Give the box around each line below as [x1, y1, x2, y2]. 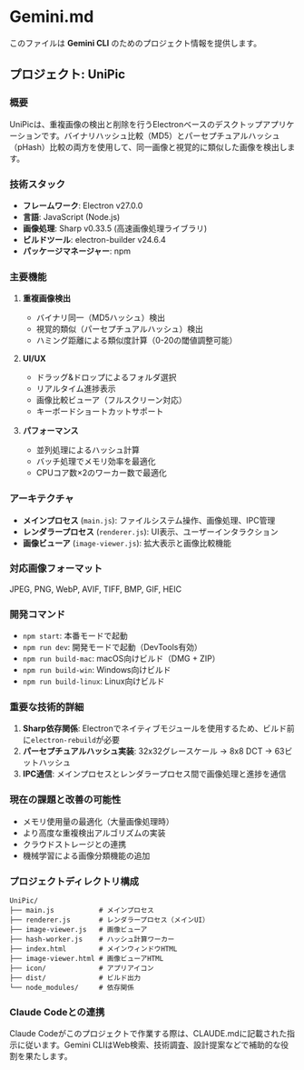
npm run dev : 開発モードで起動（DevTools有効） [22, 642, 202, 653]
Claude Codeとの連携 [9, 1005, 105, 1018]
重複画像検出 [22, 293, 71, 304]
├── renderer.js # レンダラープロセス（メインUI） [9, 915, 210, 925]
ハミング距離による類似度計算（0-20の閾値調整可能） [35, 335, 238, 346]
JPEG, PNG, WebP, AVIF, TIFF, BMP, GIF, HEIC [9, 584, 182, 595]
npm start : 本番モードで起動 [22, 630, 129, 642]
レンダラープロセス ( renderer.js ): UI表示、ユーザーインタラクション [22, 525, 279, 537]
